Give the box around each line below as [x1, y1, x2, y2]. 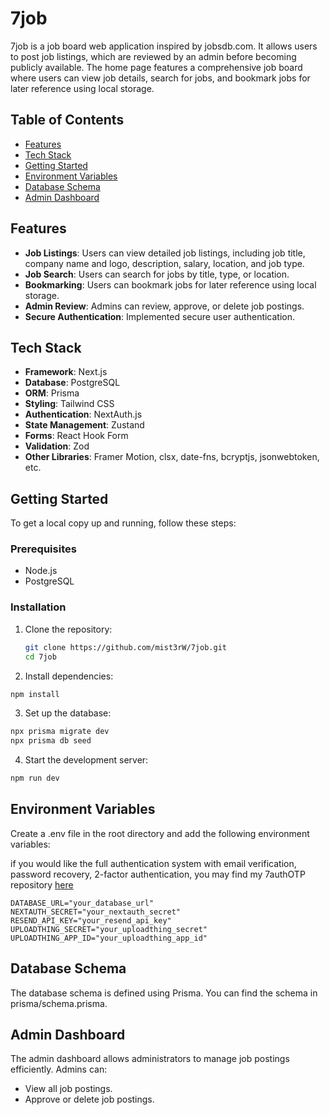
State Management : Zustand [24, 419, 145, 431]
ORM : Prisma [24, 387, 80, 399]
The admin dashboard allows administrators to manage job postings [10, 1053, 290, 1065]
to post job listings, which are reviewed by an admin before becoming [10, 50, 297, 62]
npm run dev [10, 773, 60, 784]
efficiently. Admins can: [10, 1063, 108, 1076]
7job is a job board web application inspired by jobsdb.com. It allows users [10, 40, 318, 52]
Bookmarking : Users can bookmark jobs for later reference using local [24, 278, 317, 291]
